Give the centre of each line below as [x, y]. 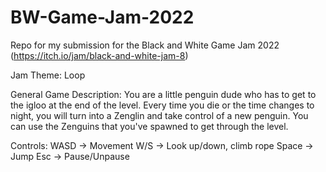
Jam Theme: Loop [48, 75]
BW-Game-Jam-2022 [102, 17]
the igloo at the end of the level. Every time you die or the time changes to [162, 105]
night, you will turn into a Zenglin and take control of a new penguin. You [159, 115]
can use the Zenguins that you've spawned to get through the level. [149, 126]
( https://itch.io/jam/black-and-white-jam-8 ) [99, 55]
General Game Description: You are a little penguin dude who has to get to [163, 94]
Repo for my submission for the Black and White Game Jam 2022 [145, 45]
